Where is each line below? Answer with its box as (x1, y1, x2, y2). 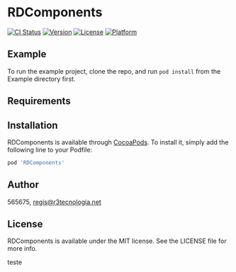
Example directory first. (7, 74, 76, 83)
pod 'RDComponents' (7, 159, 65, 166)
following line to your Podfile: (7, 145, 93, 154)
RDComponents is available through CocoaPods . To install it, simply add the (7, 137, 229, 146)
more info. (7, 244, 38, 253)
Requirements (7, 95, 71, 107)
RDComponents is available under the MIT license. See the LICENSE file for (7, 237, 227, 245)
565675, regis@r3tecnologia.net (7, 198, 101, 206)
